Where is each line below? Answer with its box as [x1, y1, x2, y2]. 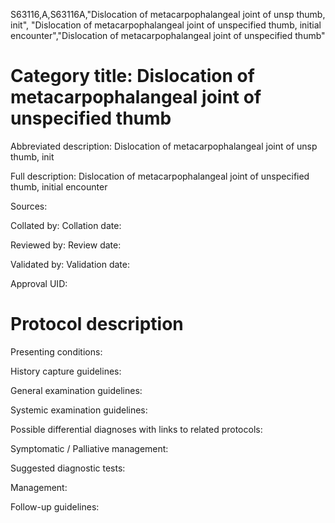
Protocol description [10, 313, 184, 336]
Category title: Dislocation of [10, 65, 255, 88]
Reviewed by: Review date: [10, 239, 122, 251]
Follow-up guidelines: [10, 500, 100, 513]
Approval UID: [10, 277, 68, 289]
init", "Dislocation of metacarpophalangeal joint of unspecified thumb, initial [10, 19, 322, 31]
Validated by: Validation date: [10, 258, 130, 270]
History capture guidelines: [10, 365, 122, 377]
